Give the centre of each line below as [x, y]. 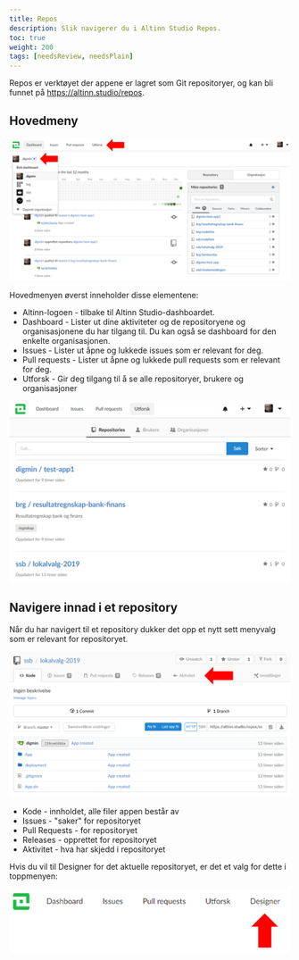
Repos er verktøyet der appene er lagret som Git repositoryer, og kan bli [141, 83]
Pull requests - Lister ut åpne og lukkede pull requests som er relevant [151, 359]
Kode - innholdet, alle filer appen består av [101, 811]
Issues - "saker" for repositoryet [81, 821]
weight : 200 [31, 47]
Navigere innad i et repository [94, 608]
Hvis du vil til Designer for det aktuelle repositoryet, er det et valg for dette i [148, 866]
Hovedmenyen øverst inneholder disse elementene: [104, 295]
